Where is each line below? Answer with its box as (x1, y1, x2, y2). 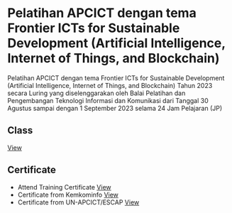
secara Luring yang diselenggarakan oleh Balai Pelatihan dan (7, 89, 186, 97)
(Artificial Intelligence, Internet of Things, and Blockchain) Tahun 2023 (7, 81, 213, 89)
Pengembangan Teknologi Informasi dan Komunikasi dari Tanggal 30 (7, 96, 209, 104)
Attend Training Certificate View (17, 182, 111, 191)
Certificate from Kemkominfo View (17, 190, 119, 199)
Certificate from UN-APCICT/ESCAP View (17, 197, 140, 207)
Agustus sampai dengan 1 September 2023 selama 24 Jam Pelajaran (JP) (7, 104, 223, 112)
